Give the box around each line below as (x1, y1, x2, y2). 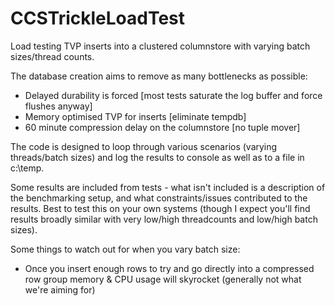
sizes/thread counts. (10, 50, 95, 62)
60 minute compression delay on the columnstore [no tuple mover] (24, 121, 301, 133)
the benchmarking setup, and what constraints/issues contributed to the (10, 192, 308, 204)
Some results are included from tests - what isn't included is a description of (10, 181, 326, 193)
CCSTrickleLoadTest (10, 7, 186, 30)
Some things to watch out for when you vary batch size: (10, 243, 241, 255)
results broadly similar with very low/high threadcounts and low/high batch (10, 213, 318, 225)
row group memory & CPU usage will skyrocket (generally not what (24, 273, 302, 285)
